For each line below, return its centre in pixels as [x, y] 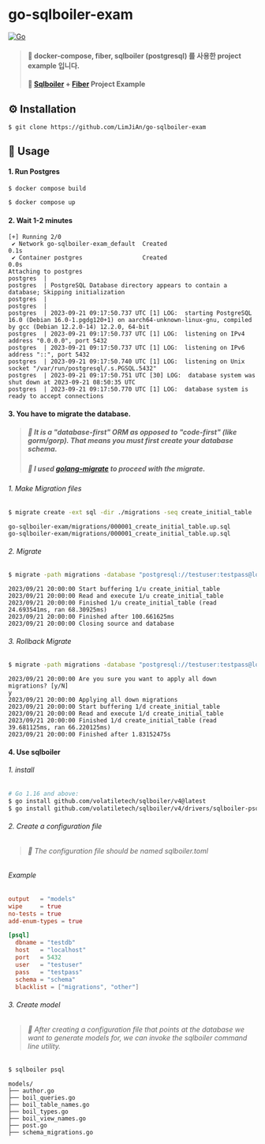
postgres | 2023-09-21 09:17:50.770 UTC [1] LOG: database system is [128, 389]
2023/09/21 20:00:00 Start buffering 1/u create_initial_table [114, 589]
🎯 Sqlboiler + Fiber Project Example [86, 84]
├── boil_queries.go [42, 1098]
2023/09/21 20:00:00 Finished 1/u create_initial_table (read [112, 603]
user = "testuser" [49, 964]
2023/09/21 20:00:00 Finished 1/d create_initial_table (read [112, 721]
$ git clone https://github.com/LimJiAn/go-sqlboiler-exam [107, 127]
